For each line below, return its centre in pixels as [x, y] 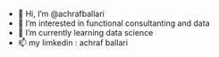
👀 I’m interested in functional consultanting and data [114, 23]
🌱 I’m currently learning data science [85, 33]
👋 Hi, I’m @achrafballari [61, 14]
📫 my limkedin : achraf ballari [72, 43]
